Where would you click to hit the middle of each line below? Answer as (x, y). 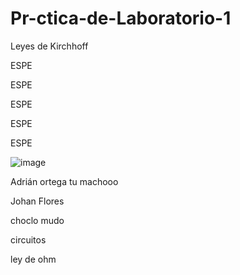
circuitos (28, 239)
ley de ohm (33, 259)
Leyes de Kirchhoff (49, 46)
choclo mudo (37, 220)
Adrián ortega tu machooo (64, 181)
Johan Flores (37, 201)
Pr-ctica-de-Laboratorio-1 (121, 18)
